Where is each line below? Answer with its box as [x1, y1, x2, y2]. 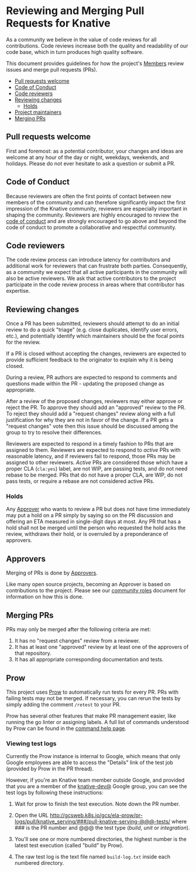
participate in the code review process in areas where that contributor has [6, 281, 185, 288]
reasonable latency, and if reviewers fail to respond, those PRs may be [6, 453, 176, 460]
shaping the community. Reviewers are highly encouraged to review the [6, 211, 179, 218]
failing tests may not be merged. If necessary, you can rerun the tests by [6, 694, 181, 702]
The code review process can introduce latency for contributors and [6, 256, 171, 263]
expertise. [6, 288, 30, 295]
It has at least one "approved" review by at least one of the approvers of [14, 644, 189, 651]
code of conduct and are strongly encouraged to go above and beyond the [6, 217, 187, 224]
